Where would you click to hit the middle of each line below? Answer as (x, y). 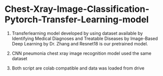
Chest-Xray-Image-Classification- (77, 9)
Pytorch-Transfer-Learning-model (77, 19)
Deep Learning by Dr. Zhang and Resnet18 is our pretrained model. (80, 43)
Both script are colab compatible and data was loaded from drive (78, 68)
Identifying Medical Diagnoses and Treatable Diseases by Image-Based (85, 38)
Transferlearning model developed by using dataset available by (77, 33)
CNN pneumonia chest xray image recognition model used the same (81, 53)
